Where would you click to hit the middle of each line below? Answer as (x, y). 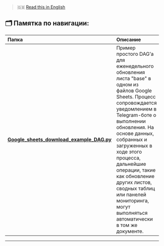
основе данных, (135, 133)
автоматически (134, 219)
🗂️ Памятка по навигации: (47, 23)
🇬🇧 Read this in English (41, 7)
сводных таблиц (136, 188)
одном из (128, 84)
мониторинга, (133, 201)
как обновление (135, 176)
